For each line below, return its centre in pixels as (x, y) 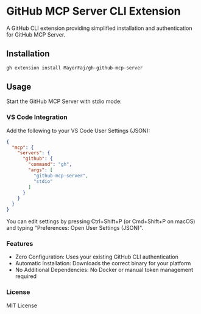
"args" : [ (41, 170)
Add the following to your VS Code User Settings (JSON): (78, 130)
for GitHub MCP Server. (36, 34)
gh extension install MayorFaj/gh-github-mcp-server (75, 68)
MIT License (22, 305)
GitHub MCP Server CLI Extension (93, 11)
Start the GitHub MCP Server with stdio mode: (64, 101)
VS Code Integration (37, 117)
